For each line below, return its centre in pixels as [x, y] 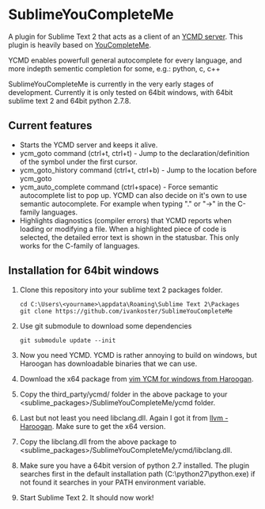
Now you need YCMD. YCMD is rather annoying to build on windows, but [138, 355]
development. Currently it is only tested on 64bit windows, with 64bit [121, 92]
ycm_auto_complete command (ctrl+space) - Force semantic [119, 187]
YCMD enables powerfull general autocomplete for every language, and [125, 60]
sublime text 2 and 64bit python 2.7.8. [70, 101]
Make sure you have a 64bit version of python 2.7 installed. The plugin [134, 465]
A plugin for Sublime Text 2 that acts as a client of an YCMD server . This [126, 36]
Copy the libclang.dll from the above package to [98, 442]
